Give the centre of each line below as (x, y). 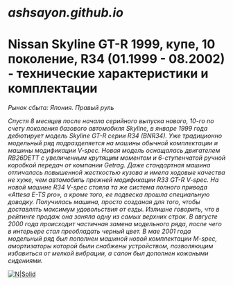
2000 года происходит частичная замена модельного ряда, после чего (115, 224)
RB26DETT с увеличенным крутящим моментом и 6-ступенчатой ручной (117, 158)
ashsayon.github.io (66, 13)
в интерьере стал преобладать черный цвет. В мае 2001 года (100, 231)
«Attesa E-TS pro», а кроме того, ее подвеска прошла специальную (109, 194)
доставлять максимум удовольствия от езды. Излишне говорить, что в (114, 210)
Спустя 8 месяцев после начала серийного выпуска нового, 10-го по (111, 121)
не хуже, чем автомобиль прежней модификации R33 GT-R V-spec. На (113, 180)
